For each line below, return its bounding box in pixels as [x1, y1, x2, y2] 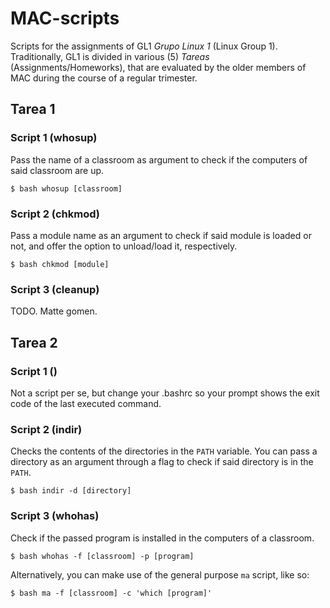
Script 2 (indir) [10, 422, 83, 436]
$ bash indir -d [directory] [10, 486, 132, 496]
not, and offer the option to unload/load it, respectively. [10, 240, 238, 252]
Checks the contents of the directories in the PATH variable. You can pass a [10, 445, 318, 457]
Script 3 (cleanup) [10, 282, 100, 296]
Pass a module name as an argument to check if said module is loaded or [10, 229, 312, 241]
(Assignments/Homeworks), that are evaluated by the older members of [10, 61, 307, 73]
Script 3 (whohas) [10, 509, 100, 523]
